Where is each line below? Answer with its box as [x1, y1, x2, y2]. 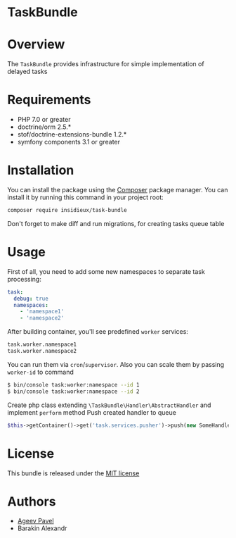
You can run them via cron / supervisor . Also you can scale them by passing [7, 360, 225, 368]
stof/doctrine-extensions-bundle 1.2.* [17, 130, 127, 139]
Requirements [7, 92, 91, 108]
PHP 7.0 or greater [17, 115, 71, 124]
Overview [7, 37, 65, 53]
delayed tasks [7, 68, 48, 76]
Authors [7, 494, 56, 509]
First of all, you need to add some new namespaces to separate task [7, 267, 205, 275]
